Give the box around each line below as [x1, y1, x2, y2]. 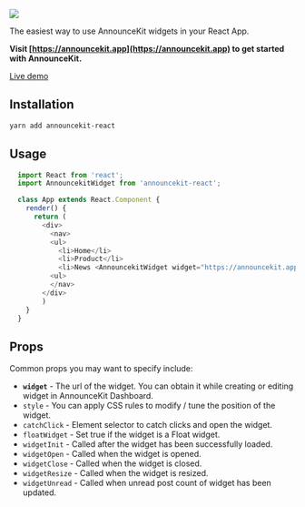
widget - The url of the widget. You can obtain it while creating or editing [22, 380, 294, 391]
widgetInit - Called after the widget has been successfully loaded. [22, 439, 273, 450]
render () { [25, 204, 67, 213]
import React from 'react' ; [17, 170, 124, 179]
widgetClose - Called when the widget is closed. [22, 458, 202, 469]
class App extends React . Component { [17, 196, 161, 205]
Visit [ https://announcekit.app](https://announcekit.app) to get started [9, 44, 285, 54]
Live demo [9, 71, 49, 81]
